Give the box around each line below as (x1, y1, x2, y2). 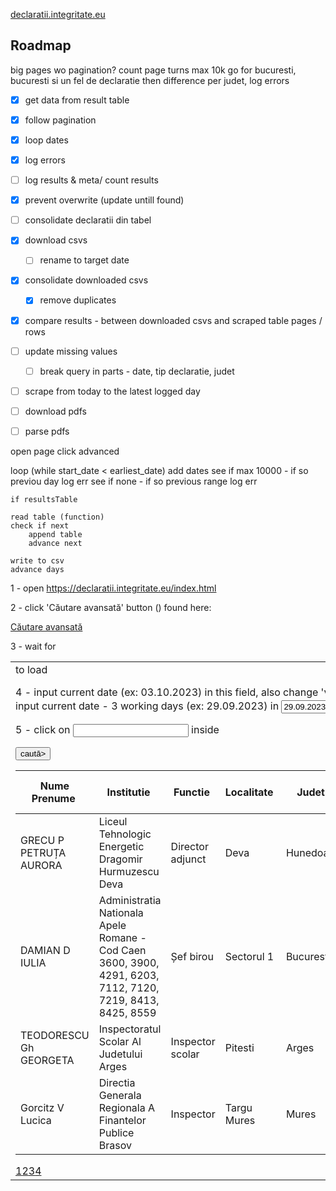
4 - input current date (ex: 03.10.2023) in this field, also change (15, 685, 319, 699)
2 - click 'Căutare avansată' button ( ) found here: (10, 601, 212, 613)
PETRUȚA (20, 845, 67, 859)
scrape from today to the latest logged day (24, 385, 201, 397)
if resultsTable (10, 494, 78, 504)
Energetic (98, 839, 145, 853)
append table (28, 529, 83, 539)
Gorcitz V (20, 1100, 65, 1114)
